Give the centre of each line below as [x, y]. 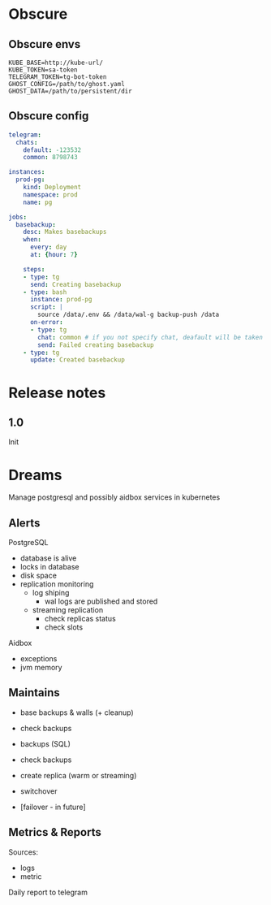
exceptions [39, 659]
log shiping [51, 593]
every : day [48, 247]
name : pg [38, 202]
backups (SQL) [45, 743]
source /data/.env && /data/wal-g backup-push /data [129, 315]
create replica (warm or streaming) [78, 775]
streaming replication [68, 610]
